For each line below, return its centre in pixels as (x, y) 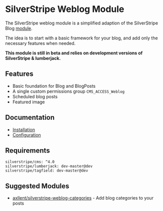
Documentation (30, 117)
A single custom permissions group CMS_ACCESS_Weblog (68, 91)
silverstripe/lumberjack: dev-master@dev (49, 166)
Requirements (27, 150)
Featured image (28, 102)
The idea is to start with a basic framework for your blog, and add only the (82, 38)
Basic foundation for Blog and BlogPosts (54, 86)
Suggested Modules (37, 186)
